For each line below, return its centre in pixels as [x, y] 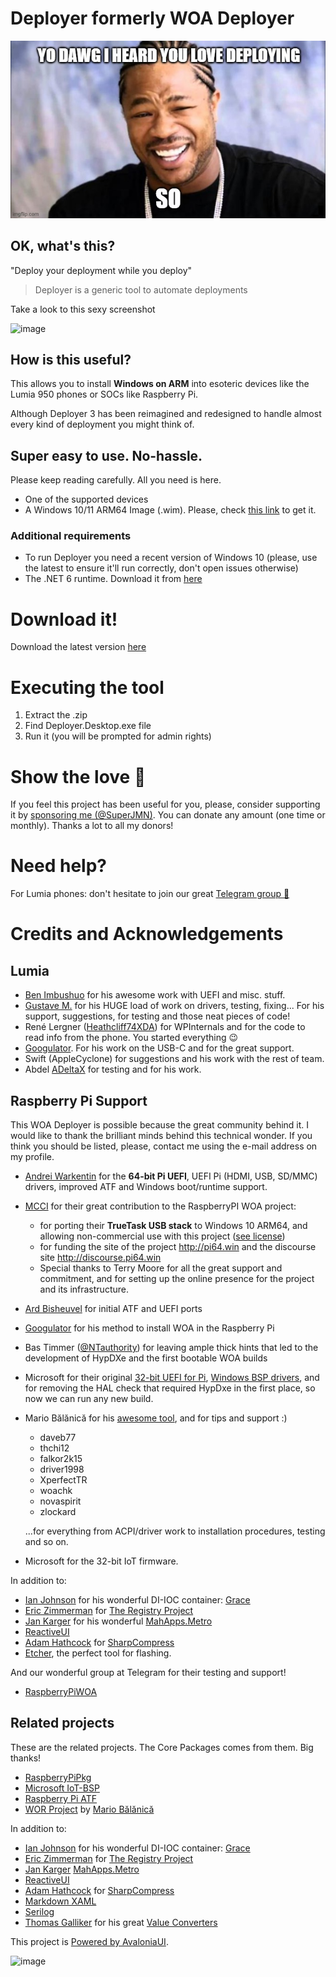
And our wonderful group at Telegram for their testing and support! [148, 1673]
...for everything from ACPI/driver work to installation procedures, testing [175, 1531]
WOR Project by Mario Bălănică [89, 1809]
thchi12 [54, 1448]
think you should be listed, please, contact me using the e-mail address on [164, 1146]
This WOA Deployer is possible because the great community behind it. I [160, 1125]
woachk [56, 1491]
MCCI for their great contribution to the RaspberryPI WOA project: [160, 1206]
